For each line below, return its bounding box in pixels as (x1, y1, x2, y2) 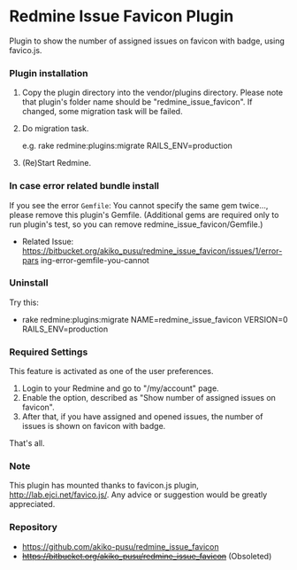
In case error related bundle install (9, 180, 160, 192)
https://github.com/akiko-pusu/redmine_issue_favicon (21, 541, 219, 551)
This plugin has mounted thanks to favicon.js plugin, (9, 480, 199, 491)
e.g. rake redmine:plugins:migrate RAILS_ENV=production (21, 140, 232, 152)
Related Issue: (21, 236, 74, 246)
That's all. (9, 438, 45, 449)
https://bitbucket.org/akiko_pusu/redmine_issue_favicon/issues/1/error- (21, 246, 283, 256)
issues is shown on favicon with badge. (21, 421, 166, 432)
